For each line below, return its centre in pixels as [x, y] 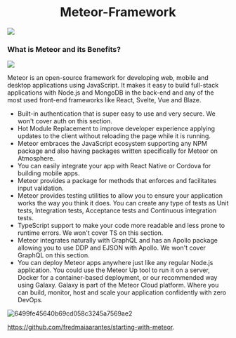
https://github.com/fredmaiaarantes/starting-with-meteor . [91, 327]
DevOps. [30, 300]
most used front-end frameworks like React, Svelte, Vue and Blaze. [104, 100]
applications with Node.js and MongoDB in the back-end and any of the [111, 93]
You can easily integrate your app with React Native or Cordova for [114, 166]
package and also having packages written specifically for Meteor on [117, 151]
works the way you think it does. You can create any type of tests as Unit [123, 203]
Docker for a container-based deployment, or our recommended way [117, 278]
